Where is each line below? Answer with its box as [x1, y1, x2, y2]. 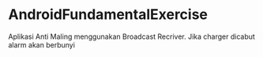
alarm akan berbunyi [8, 40, 75, 49]
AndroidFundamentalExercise [8, 6, 208, 24]
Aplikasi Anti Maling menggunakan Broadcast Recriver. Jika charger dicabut [8, 32, 255, 41]
